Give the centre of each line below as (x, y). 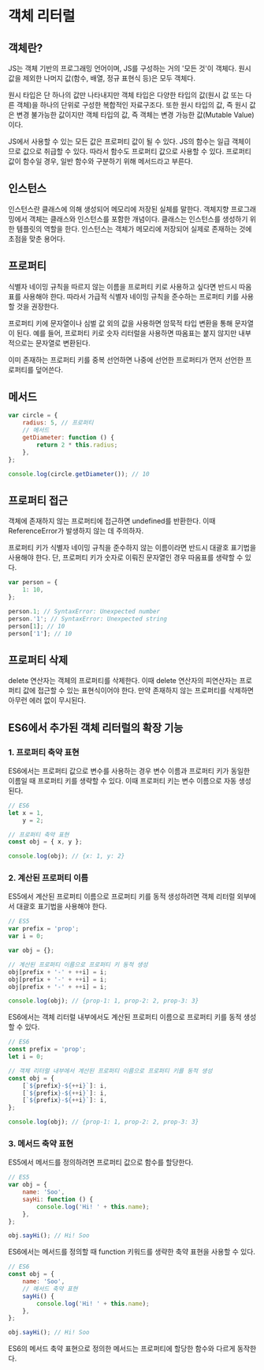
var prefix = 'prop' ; (44, 929)
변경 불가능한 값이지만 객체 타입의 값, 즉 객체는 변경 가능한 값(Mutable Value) (135, 115)
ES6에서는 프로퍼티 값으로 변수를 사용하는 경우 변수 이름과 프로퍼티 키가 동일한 (129, 771)
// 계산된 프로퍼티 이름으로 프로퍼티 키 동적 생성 (78, 964)
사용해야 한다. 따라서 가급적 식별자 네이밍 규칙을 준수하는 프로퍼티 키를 (131, 296)
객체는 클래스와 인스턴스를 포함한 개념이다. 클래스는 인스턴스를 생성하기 (138, 219)
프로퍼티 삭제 (38, 660)
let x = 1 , (26, 813)
